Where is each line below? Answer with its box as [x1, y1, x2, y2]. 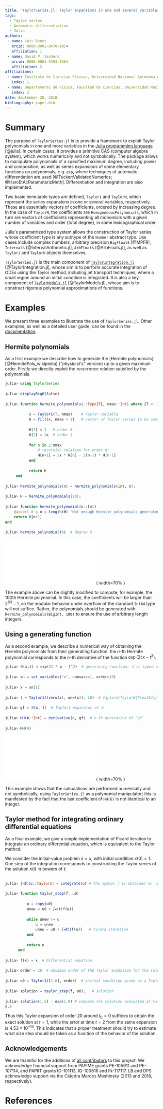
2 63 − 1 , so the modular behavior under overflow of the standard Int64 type [5, 600, 155, 606]
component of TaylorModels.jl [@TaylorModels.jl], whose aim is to [5, 280, 140, 286]
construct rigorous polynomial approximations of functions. [5, 285, 124, 291]
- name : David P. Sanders [7, 54, 60, 59]
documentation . [5, 328, 37, 334]
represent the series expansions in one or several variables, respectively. [5, 199, 151, 205]
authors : [5, 34, 23, 38]
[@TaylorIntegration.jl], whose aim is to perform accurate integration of [5, 264, 147, 270]
